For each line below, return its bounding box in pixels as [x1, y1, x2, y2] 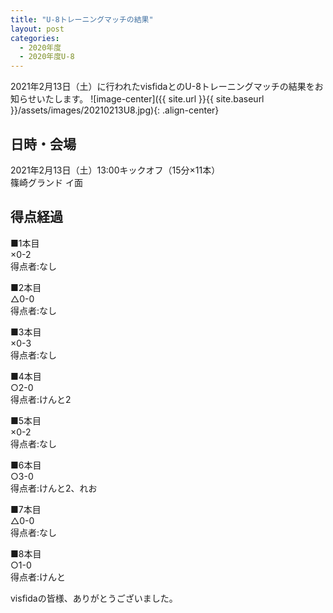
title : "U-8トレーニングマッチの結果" [10, 14, 154, 25]
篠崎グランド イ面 [10, 176, 83, 188]
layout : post [10, 24, 65, 34]
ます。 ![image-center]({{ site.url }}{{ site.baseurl [62, 93, 265, 105]
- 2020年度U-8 [19, 52, 75, 62]
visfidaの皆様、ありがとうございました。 [10, 592, 178, 604]
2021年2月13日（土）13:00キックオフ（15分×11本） [10, 164, 221, 176]
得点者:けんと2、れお [10, 482, 98, 494]
